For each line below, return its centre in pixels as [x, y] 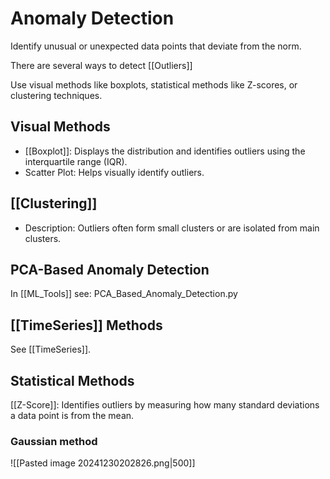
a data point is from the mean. [72, 415]
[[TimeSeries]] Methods [86, 325]
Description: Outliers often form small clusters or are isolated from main [172, 228]
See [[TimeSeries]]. [51, 349]
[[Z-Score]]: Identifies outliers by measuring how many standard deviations [165, 405]
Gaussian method [54, 441]
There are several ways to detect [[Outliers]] [101, 65]
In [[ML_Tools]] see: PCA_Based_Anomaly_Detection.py [124, 294]
